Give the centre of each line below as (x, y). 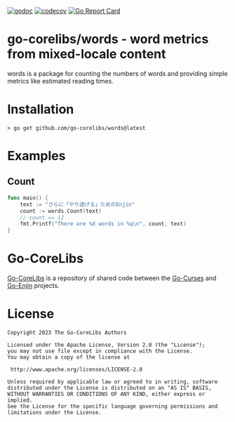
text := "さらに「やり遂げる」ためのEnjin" (78, 204)
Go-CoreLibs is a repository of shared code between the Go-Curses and (112, 278)
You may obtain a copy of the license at (69, 357)
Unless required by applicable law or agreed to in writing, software (113, 382)
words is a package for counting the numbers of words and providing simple (117, 73)
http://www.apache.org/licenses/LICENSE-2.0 (76, 369)
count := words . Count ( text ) (61, 211)
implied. (20, 400)
